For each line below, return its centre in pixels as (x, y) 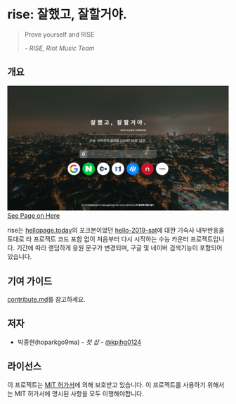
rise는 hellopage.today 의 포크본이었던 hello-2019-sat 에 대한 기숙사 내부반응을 (116, 231)
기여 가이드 (30, 281)
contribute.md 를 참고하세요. (46, 300)
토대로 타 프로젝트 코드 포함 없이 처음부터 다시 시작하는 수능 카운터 (98, 239)
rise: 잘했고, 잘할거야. (67, 14)
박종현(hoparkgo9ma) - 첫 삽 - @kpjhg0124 (79, 342)
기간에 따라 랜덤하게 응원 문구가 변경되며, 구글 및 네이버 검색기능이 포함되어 (119, 248)
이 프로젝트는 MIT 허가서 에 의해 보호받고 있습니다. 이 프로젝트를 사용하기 (106, 384)
